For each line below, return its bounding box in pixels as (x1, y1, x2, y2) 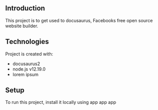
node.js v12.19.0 (12, 66, 46, 72)
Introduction (5, 4, 45, 13)
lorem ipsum (12, 71, 39, 77)
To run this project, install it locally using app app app (5, 99, 117, 105)
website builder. (5, 23, 39, 29)
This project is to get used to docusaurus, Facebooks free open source (5, 17, 153, 23)
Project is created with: (5, 50, 54, 57)
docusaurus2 (12, 61, 40, 67)
